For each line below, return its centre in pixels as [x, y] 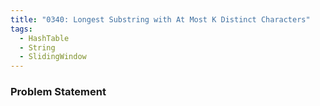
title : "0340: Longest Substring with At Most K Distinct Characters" [160, 19]
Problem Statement [58, 92]
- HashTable [44, 38]
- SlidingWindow [53, 57]
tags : [21, 29]
